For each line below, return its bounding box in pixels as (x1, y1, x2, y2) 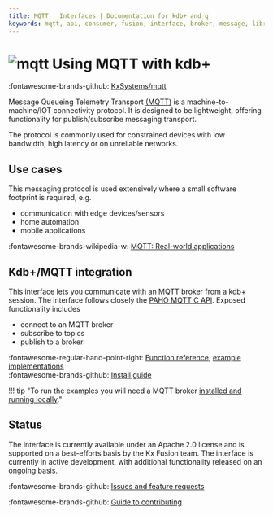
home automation (19, 217, 80, 227)
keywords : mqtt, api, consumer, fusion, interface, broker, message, (8, 20, 249, 28)
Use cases (8, 162, 63, 176)
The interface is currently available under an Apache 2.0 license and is (8, 439, 245, 449)
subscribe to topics (19, 329, 85, 338)
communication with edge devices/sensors (19, 208, 165, 218)
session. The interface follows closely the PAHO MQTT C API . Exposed (8, 295, 246, 305)
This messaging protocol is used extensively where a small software (8, 184, 237, 194)
